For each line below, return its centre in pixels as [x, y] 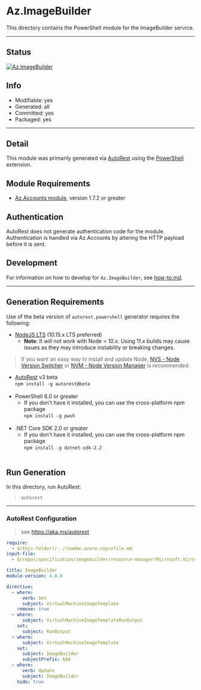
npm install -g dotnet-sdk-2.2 [63, 448]
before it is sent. [26, 244]
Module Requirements [48, 184]
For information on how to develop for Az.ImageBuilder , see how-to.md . [95, 277]
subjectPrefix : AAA [46, 659]
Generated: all [32, 106]
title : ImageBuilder [32, 570]
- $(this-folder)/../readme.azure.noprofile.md [72, 548]
